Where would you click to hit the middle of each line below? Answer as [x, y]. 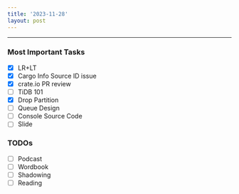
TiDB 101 [30, 92]
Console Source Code [50, 116]
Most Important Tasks [46, 52]
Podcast [30, 158]
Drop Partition [38, 100]
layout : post [27, 21]
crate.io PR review [44, 83]
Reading [30, 183]
